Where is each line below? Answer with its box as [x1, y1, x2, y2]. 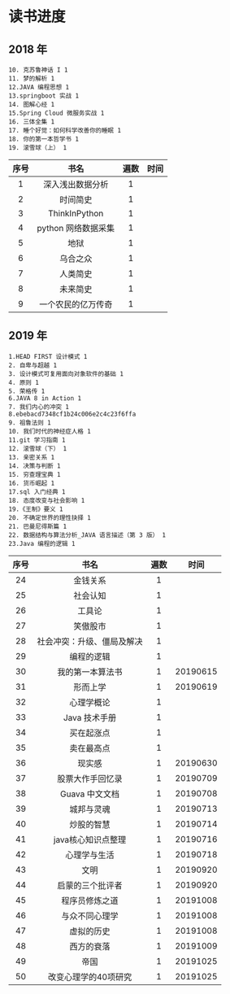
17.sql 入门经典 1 [8, 487, 66, 496]
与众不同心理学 [61, 910, 119, 922]
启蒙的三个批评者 [57, 879, 124, 891]
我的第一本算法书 [57, 666, 124, 678]
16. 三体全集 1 [8, 118, 55, 126]
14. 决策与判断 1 [8, 461, 61, 470]
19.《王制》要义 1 [8, 505, 63, 513]
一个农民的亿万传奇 [39, 299, 113, 310]
